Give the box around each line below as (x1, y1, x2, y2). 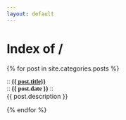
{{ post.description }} (6, 92, 68, 100)
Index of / (6, 40, 63, 56)
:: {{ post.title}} (6, 78, 46, 85)
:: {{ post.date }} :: (6, 85, 53, 92)
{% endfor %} (6, 105, 47, 114)
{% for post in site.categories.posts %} (6, 64, 120, 73)
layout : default (6, 10, 54, 18)
